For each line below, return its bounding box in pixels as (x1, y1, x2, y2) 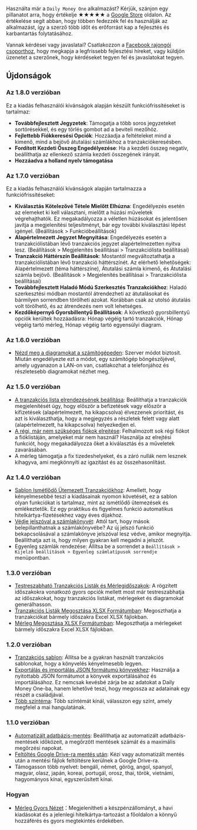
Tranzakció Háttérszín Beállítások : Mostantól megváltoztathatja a (14, 252, 175, 259)
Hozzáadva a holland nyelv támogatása (14, 157, 113, 164)
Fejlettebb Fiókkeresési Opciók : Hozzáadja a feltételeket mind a (14, 132, 172, 139)
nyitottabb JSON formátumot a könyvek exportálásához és (14, 672, 157, 680)
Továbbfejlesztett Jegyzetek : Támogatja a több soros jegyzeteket (14, 119, 176, 126)
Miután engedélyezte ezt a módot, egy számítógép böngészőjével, (14, 356, 176, 363)
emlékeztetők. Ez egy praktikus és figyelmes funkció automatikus (14, 505, 173, 512)
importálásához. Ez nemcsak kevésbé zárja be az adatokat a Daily (14, 679, 175, 686)
